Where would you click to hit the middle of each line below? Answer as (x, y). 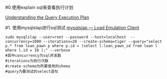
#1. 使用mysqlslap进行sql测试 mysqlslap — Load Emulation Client (72, 27)
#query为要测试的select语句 (32, 71)
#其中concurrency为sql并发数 (33, 55)
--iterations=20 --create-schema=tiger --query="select (103, 41)
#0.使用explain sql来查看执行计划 (39, 7)
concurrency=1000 (23, 41)
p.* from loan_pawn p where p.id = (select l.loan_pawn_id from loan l (81, 46)
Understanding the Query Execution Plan (47, 17)
